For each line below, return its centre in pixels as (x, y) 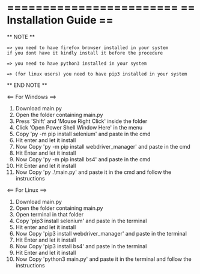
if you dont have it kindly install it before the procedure (85, 53)
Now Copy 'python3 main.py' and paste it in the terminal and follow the (103, 259)
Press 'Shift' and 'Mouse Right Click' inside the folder (81, 121)
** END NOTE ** (27, 85)
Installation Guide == (60, 20)
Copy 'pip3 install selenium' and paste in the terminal (81, 221)
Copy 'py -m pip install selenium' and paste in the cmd (83, 134)
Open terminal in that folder (50, 214)
